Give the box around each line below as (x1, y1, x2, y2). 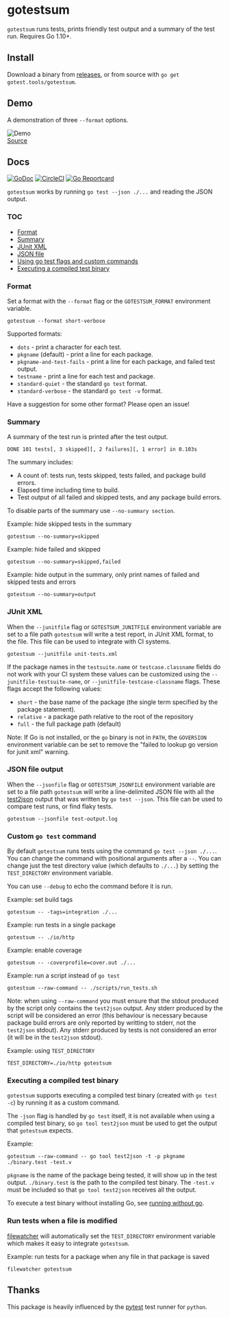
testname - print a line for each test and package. (16, 372, 155, 380)
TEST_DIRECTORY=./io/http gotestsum (7, 1060, 112, 1067)
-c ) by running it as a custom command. (7, 1098, 120, 1107)
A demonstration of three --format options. (7, 115, 129, 124)
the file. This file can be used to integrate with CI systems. (7, 637, 171, 646)
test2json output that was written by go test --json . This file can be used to (7, 795, 223, 803)
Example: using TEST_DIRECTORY (7, 1047, 95, 1055)
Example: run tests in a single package (7, 921, 116, 929)
